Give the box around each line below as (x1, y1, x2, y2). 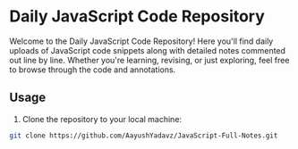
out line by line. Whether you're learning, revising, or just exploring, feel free (9, 54, 290, 65)
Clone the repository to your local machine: (21, 113, 182, 124)
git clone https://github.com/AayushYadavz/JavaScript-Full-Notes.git (9, 131, 278, 140)
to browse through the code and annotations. (9, 64, 176, 75)
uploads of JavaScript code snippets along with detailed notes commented (9, 45, 286, 55)
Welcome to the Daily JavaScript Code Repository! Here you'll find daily (9, 36, 274, 46)
